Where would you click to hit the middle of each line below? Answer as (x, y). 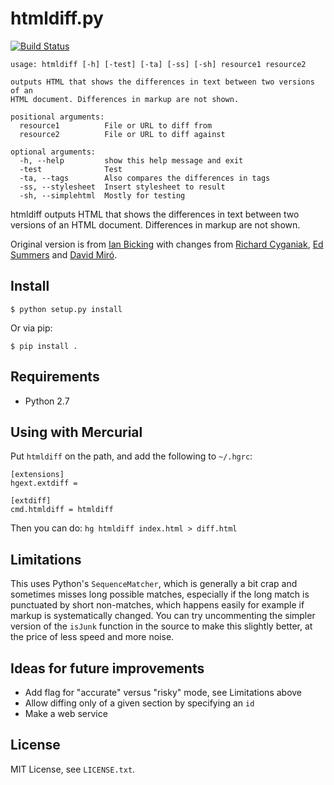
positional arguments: (57, 117)
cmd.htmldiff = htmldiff (62, 510)
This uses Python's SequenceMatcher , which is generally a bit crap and (154, 584)
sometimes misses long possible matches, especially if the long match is (160, 594)
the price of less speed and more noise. (92, 637)
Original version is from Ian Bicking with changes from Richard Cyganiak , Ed (167, 244)
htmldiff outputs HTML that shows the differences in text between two (155, 214)
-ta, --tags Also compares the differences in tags (145, 178)
